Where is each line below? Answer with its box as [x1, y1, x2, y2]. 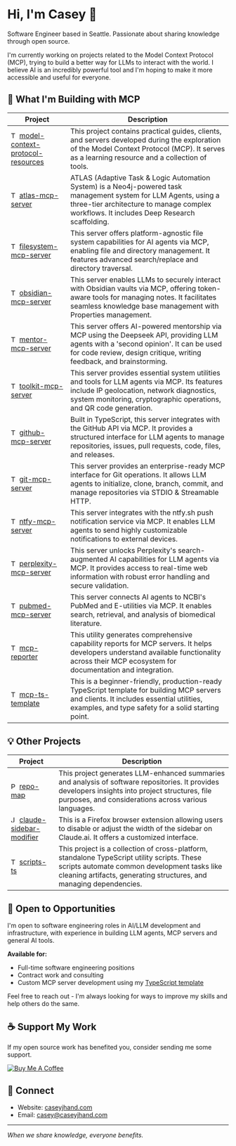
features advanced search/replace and [70, 255, 199, 264]
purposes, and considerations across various [58, 794, 207, 804]
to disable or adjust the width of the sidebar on [58, 823, 213, 833]
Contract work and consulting [17, 971, 104, 979]
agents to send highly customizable [70, 525, 188, 535]
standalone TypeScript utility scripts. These [58, 852, 202, 862]
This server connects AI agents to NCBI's [70, 592, 206, 602]
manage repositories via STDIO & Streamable [70, 487, 219, 497]
